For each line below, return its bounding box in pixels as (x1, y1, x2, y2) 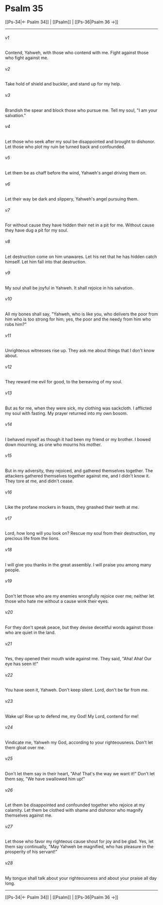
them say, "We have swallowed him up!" (5, 776, 85, 782)
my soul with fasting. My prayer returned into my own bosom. (5, 410, 128, 416)
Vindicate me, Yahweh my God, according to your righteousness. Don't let (5, 739, 153, 745)
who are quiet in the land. (5, 630, 56, 635)
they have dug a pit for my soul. (5, 227, 68, 233)
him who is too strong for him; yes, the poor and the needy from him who (5, 316, 151, 322)
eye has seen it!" (5, 661, 39, 667)
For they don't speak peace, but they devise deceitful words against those (5, 625, 154, 630)
